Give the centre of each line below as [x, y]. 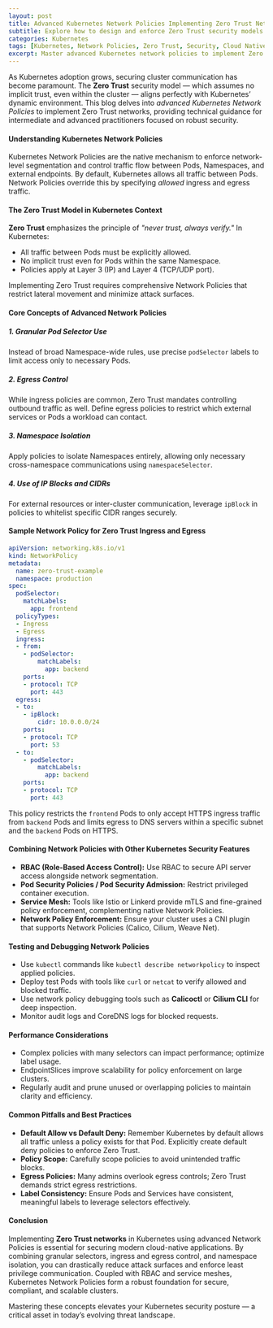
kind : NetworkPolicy [43, 555]
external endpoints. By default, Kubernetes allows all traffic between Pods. [133, 174]
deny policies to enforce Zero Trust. [80, 1150]
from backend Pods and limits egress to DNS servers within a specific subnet [136, 821]
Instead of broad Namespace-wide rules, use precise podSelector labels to [134, 351]
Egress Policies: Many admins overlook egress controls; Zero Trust [133, 1176]
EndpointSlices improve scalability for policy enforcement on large [131, 1070]
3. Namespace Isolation [50, 435]
